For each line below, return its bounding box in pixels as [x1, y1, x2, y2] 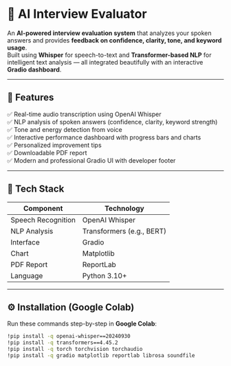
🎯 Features [7, 92, 54, 104]
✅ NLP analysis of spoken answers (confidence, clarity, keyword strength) [7, 117, 218, 126]
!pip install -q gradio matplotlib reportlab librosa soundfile [7, 352, 195, 359]
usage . [7, 43, 27, 52]
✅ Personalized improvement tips [7, 141, 102, 149]
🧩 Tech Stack [7, 183, 65, 195]
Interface [10, 237, 40, 247]
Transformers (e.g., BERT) [82, 226, 167, 236]
